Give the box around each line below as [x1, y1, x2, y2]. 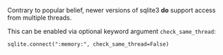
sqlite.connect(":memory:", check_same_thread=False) [7, 41, 170, 48]
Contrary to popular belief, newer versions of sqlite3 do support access [7, 6, 216, 14]
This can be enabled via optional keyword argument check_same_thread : [7, 28, 216, 35]
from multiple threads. [7, 13, 72, 22]
